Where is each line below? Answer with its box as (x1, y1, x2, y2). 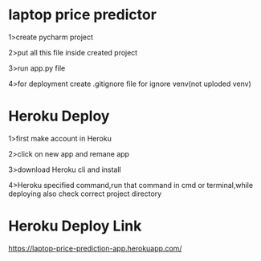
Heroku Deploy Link (8, 217, 142, 235)
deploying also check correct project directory (8, 189, 162, 198)
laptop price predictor (8, 6, 157, 24)
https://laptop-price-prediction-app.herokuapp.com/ (8, 243, 182, 253)
